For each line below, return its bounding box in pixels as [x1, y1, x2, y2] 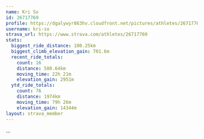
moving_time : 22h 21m [16, 71, 71, 77]
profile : [5, 20, 28, 26]
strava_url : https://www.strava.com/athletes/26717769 [5, 32, 148, 38]
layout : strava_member [5, 110, 63, 117]
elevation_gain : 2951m [16, 76, 74, 83]
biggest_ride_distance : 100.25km [11, 43, 96, 49]
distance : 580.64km [16, 65, 66, 72]
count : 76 [16, 88, 42, 94]
